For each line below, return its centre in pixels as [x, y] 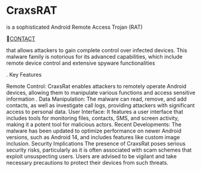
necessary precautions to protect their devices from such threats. [87, 162]
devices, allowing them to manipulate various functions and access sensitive [101, 92]
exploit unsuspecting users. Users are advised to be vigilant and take [91, 156]
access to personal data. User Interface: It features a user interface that [95, 111]
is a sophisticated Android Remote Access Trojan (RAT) [74, 27]
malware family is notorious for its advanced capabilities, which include [94, 56]
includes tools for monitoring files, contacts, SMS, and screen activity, [93, 118]
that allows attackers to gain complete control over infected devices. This [97, 50]
